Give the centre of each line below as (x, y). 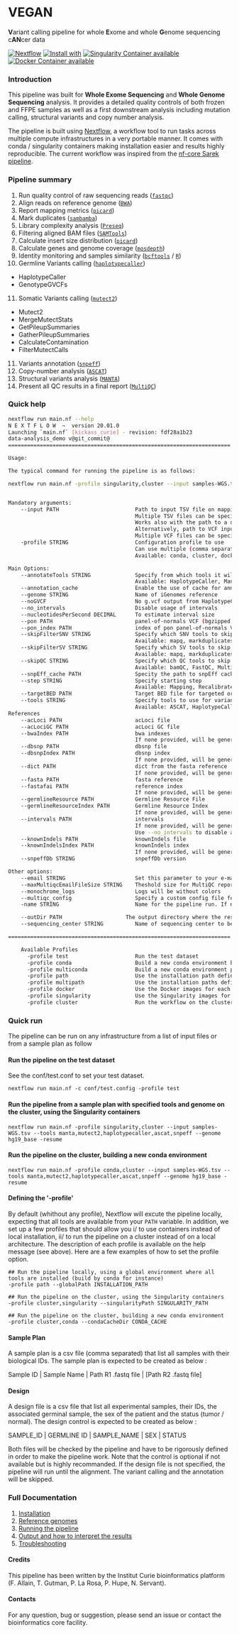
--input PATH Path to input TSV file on (118, 509)
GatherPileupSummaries (54, 334)
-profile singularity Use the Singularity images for (129, 996)
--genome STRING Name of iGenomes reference (119, 595)
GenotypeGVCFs (43, 284)
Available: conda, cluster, (177, 555)
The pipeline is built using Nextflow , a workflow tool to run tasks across (112, 131)
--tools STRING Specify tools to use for (116, 701)
